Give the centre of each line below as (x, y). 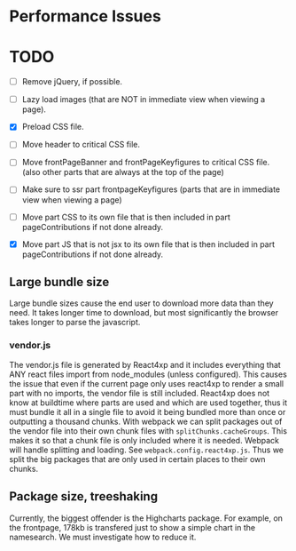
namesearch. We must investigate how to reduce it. (103, 537)
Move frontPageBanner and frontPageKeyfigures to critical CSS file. (146, 163)
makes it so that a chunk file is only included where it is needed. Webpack (144, 440)
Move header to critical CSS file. (81, 145)
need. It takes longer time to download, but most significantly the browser (144, 313)
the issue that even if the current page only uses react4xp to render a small (147, 383)
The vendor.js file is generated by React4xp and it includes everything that (145, 364)
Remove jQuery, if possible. (72, 82)
